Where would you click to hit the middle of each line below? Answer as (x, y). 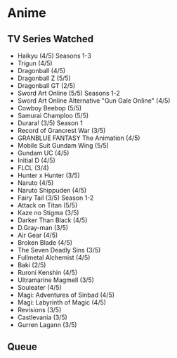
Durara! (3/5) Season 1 (50, 123)
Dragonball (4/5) (41, 71)
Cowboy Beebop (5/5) (50, 108)
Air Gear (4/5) (38, 235)
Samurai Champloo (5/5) (53, 115)
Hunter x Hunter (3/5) (49, 175)
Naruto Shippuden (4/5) (52, 190)
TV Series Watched (50, 39)
